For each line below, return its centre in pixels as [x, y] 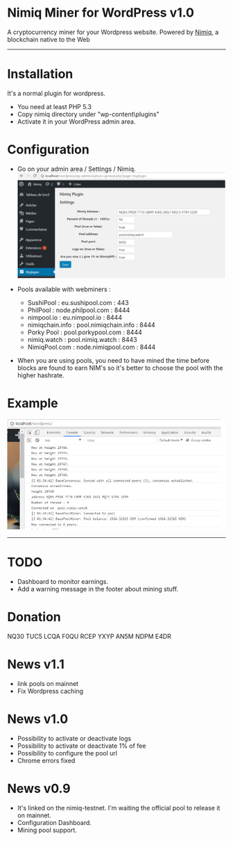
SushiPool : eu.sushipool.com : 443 [78, 303]
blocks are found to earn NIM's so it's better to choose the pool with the [120, 368]
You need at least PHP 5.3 [54, 106]
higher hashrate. [41, 375]
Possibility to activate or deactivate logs [74, 739]
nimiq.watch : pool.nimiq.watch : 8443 [82, 340]
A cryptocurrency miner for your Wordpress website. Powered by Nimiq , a [113, 32]
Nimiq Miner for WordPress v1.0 [101, 13]
